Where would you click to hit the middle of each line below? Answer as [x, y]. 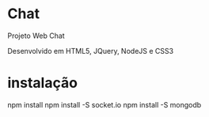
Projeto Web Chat [36, 36]
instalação [43, 83]
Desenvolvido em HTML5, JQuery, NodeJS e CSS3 [91, 51]
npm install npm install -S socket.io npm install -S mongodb [104, 104]
